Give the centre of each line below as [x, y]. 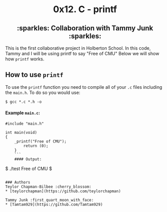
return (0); [36, 146]
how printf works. [25, 59]
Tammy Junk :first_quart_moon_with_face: [50, 200]
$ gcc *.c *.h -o [24, 102]
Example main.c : [23, 113]
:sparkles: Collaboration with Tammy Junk [85, 28]
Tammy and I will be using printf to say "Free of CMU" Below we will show [82, 54]
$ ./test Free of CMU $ [29, 169]
